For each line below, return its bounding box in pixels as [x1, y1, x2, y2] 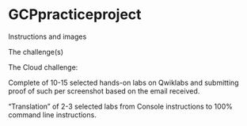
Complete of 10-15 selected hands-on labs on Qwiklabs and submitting [8, 78, 239, 87]
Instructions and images [8, 32, 87, 41]
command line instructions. [8, 109, 97, 120]
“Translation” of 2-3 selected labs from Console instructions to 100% [8, 101, 234, 111]
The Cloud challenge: [8, 62, 78, 72]
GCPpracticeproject [8, 6, 142, 24]
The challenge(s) [8, 47, 64, 56]
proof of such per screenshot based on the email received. [8, 86, 200, 96]
